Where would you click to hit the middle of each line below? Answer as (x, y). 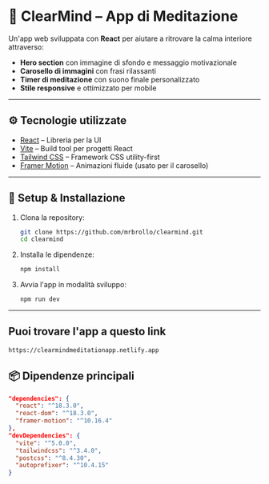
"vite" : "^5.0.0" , (46, 443)
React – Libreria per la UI (60, 140)
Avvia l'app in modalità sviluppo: (73, 285)
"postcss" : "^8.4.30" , (53, 458)
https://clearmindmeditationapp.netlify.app (84, 350)
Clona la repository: (52, 217)
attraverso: (26, 46)
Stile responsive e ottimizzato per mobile (88, 88)
